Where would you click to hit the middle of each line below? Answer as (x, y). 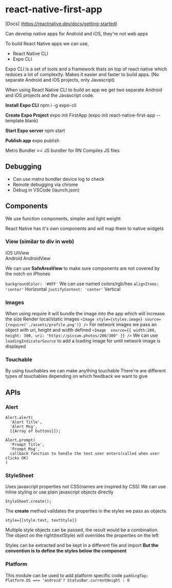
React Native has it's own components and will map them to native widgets (85, 228)
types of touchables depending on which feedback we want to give (77, 376)
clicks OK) (17, 458)
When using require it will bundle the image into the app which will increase (85, 314)
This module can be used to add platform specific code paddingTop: (77, 575)
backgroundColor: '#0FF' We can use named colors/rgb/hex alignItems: (82, 283)
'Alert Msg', (24, 427)
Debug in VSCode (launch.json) (46, 190)
